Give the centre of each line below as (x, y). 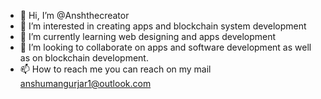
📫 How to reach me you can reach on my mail (115, 69)
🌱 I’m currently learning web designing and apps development (148, 36)
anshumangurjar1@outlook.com (85, 83)
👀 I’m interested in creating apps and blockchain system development (163, 26)
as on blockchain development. (84, 58)
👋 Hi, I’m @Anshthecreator (74, 15)
